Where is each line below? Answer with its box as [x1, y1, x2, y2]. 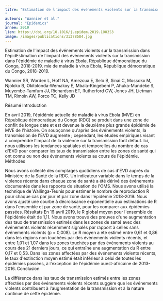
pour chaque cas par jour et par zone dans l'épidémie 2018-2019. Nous [5, 193, 147, 199]
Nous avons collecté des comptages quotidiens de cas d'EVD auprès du [5, 167, 149, 173]
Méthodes [5, 158, 26, 164]
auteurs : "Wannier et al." [5, 16, 60, 21]
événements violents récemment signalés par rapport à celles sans [5, 224, 139, 230]
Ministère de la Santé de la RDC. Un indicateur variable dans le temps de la [5, 173, 155, 179]
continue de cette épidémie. [5, 290, 61, 296]
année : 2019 [5, 25, 29, 30]
